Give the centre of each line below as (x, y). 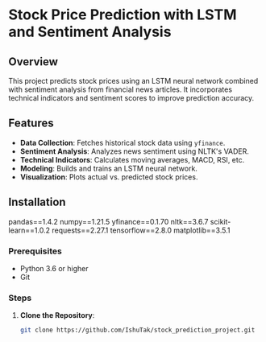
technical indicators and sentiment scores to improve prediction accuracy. (131, 98)
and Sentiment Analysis (90, 32)
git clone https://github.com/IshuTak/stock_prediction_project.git (137, 330)
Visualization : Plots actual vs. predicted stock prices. (109, 177)
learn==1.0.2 (29, 230)
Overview (33, 62)
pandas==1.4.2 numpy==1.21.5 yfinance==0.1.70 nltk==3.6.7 (108, 221)
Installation (37, 202)
